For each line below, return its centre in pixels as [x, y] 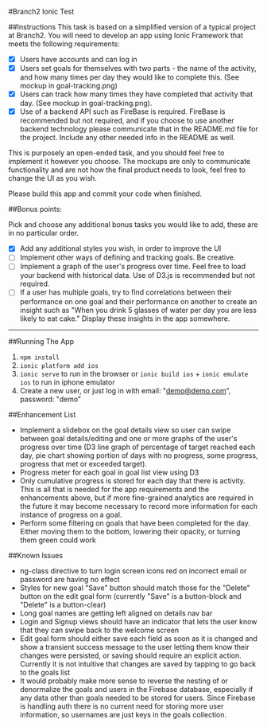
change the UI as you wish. [53, 178]
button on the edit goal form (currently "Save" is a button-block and [131, 596]
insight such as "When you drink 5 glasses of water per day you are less [138, 310]
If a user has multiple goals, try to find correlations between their [126, 292]
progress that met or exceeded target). [83, 463]
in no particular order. [44, 233]
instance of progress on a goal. [71, 514]
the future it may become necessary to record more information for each [139, 506]
